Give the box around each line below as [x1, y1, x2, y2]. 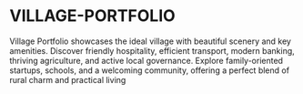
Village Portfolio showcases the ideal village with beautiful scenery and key [9, 36, 291, 47]
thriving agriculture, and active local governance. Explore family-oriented [9, 55, 284, 66]
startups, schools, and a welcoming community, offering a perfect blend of [9, 65, 289, 76]
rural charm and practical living [9, 74, 126, 85]
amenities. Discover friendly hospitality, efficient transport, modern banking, [9, 45, 296, 56]
